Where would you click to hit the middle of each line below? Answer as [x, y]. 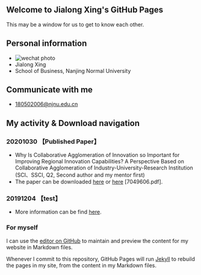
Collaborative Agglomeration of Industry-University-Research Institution [104, 168]
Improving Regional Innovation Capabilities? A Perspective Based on [100, 162]
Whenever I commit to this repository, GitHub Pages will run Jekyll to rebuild [101, 259]
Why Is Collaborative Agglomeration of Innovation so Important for [97, 155]
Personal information [47, 44]
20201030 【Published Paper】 [53, 141]
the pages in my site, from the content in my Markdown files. [82, 265]
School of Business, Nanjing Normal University [73, 71]
